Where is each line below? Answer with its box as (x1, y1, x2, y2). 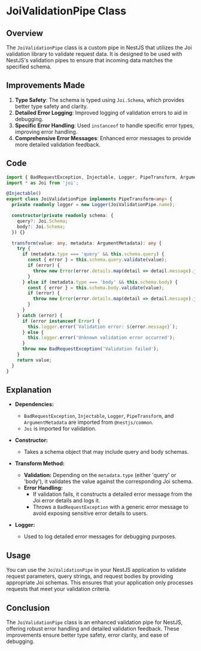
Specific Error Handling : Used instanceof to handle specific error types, (14, 122, 194, 129)
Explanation (6, 385, 52, 395)
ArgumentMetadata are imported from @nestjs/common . (23, 418, 154, 426)
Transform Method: (14, 460, 65, 467)
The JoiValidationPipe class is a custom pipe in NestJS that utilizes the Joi (6, 44, 193, 51)
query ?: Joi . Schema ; (17, 218, 68, 224)
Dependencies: (14, 400, 54, 408)
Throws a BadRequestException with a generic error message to (32, 504, 188, 511)
